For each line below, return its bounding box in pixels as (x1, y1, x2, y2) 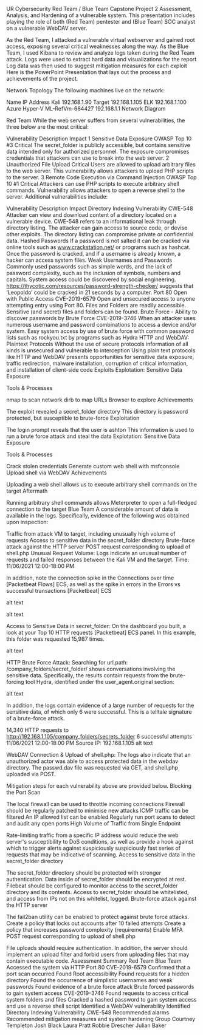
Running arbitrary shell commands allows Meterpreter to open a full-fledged (6, 499, 198, 506)
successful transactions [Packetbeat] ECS (6, 587, 112, 594)
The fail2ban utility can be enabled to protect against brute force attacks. (6, 914, 190, 920)
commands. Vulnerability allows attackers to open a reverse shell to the (6, 186, 185, 194)
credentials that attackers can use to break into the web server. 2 (6, 154, 170, 162)
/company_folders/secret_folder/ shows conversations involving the (6, 665, 176, 672)
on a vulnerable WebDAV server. (6, 24, 88, 32)
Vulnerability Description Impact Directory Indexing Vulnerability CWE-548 (6, 205, 193, 212)
